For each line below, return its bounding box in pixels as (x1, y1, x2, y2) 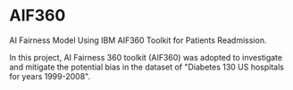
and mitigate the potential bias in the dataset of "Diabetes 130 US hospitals (9, 61, 284, 72)
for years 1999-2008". (9, 70, 91, 81)
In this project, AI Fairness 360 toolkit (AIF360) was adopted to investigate (9, 52, 283, 62)
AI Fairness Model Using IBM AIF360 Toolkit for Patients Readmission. (9, 35, 267, 45)
